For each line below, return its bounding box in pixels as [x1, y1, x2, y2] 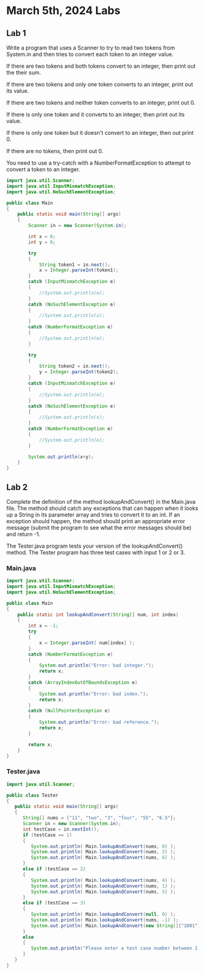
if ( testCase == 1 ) [22, 832, 72, 838]
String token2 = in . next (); [38, 363, 111, 370]
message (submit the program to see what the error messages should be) [6, 524, 192, 531]
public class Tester [6, 792, 59, 798]
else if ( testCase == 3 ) [22, 900, 86, 906]
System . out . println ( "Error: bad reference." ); [38, 719, 160, 726]
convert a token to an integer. [6, 166, 81, 173]
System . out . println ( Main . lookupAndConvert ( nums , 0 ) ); [31, 843, 176, 850]
